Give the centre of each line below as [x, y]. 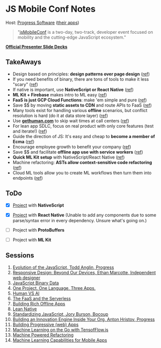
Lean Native [25, 309]
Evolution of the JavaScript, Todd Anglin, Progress [63, 267]
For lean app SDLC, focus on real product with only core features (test [83, 126]
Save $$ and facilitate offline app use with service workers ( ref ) [78, 152]
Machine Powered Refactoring [43, 335]
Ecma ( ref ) [23, 141]
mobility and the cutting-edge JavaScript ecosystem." [72, 37]
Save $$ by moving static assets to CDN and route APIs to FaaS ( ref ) [82, 105]
